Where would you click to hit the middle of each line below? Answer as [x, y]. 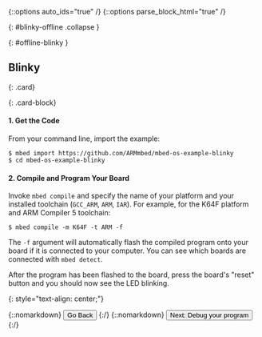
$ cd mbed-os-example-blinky [57, 160]
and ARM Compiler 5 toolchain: [60, 213]
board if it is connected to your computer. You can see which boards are [127, 251]
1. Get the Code [34, 121]
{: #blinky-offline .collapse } [54, 27]
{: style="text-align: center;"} [56, 299]
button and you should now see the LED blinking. [89, 283]
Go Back [80, 315]
